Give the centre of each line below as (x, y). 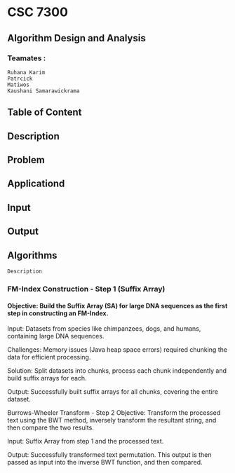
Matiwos (19, 85)
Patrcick (20, 78)
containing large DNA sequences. (56, 336)
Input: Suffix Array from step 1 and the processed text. (86, 441)
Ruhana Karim (26, 72)
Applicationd (36, 184)
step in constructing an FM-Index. (58, 313)
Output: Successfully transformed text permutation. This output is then (109, 455)
